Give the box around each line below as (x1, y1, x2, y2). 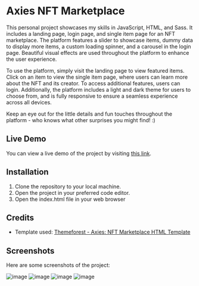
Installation (6, 167, 49, 177)
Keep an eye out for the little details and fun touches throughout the (6, 110, 173, 117)
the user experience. (6, 55, 57, 63)
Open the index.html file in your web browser (14, 195, 126, 203)
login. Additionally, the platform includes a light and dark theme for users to (6, 86, 191, 93)
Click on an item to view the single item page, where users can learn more (6, 73, 188, 80)
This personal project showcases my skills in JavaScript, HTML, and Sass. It (6, 24, 193, 31)
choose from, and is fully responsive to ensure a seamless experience (6, 92, 178, 100)
